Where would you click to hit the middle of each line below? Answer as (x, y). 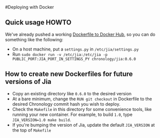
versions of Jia (28, 82)
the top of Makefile (32, 130)
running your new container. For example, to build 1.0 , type (72, 114)
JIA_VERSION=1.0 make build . (42, 119)
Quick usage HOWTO (38, 22)
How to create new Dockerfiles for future (69, 74)
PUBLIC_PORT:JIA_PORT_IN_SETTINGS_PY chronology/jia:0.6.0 (74, 59)
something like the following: (34, 39)
